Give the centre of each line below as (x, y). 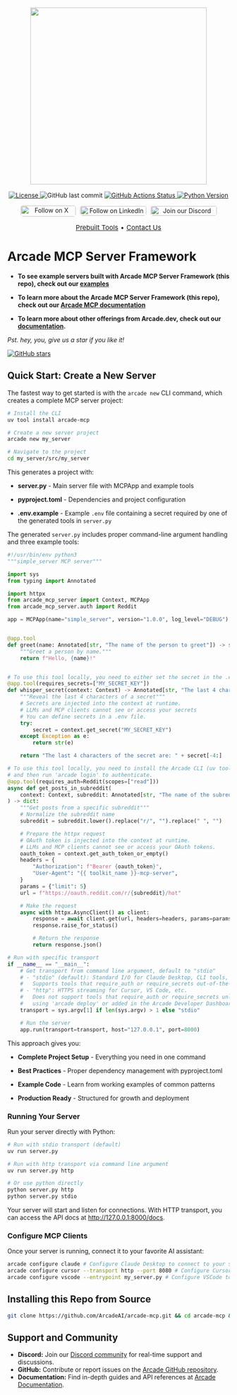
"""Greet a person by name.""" (66, 652)
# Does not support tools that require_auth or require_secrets (120, 997)
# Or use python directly (45, 1183)
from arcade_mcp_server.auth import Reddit (72, 607)
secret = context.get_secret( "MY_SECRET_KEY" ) (102, 730)
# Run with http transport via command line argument (88, 1164)
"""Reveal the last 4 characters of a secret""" (93, 697)
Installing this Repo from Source (79, 1299)
